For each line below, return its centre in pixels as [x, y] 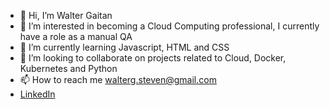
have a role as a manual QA [76, 36]
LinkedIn [37, 94]
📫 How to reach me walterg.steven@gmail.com [118, 79]
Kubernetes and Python [68, 68]
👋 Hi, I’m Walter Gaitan [66, 15]
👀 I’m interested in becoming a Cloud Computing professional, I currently [169, 26]
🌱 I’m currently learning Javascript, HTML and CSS [124, 47]
